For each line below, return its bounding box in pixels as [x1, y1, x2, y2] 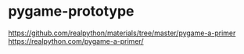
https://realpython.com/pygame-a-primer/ [8, 36, 144, 45]
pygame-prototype [8, 2, 135, 20]
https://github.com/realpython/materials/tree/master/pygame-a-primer [8, 28, 236, 38]
